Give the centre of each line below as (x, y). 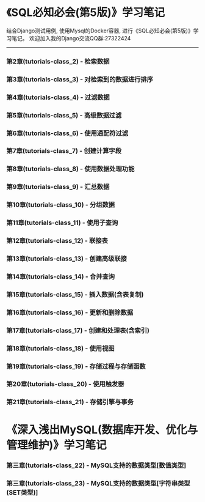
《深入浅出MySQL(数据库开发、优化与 (102, 430)
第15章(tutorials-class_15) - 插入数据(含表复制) (75, 294)
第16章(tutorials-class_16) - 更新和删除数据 (70, 312)
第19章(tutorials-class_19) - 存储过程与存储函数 (76, 366)
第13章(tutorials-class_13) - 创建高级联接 (67, 259)
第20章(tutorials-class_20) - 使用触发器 (65, 384)
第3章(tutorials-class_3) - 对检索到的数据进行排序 (80, 79)
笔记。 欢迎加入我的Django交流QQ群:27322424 (71, 38)
